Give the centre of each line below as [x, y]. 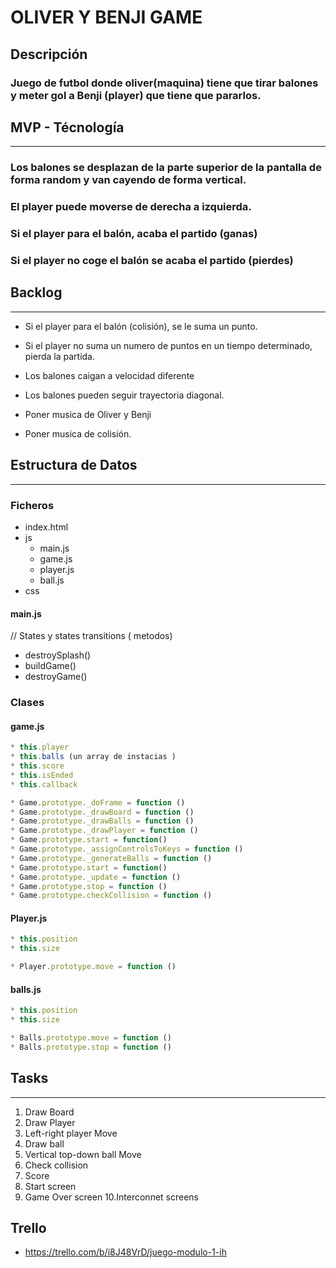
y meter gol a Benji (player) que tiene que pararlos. [136, 95]
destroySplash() [58, 655]
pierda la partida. [60, 356]
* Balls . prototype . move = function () [91, 1038]
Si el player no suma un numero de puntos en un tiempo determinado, [168, 345]
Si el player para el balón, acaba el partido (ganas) [134, 234]
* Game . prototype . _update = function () [96, 877]
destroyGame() [56, 677]
